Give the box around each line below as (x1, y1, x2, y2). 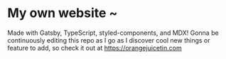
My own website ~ (7, 5, 118, 21)
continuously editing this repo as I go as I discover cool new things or (7, 36, 210, 44)
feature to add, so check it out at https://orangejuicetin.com (7, 43, 183, 52)
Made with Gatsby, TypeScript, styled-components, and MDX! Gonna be (7, 28, 219, 37)
